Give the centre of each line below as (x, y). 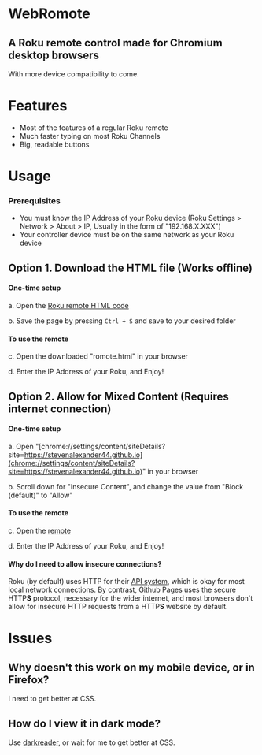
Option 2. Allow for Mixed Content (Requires (119, 396)
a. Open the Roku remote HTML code (69, 306)
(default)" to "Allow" (41, 495)
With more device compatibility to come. (74, 74)
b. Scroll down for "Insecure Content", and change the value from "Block (126, 486)
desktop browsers (54, 55)
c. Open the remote (40, 531)
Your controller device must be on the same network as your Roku (127, 235)
